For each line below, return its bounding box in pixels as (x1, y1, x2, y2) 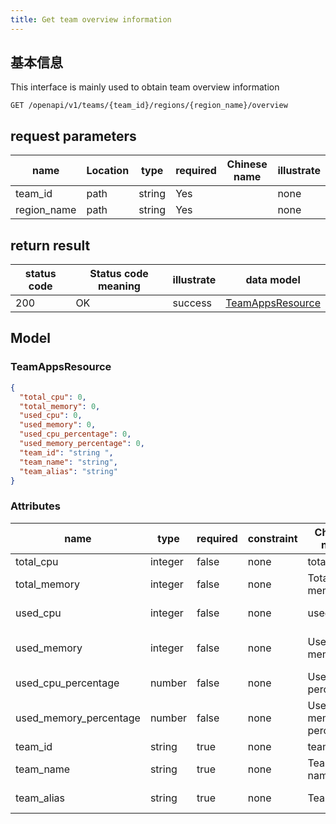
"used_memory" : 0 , (19, 420, 97, 430)
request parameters (10, 127, 137, 145)
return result (10, 237, 91, 254)
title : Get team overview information (10, 14, 172, 25)
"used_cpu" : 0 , (19, 411, 83, 421)
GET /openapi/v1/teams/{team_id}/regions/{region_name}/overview (10, 101, 288, 111)
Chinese (226, 157, 268, 171)
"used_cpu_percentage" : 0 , (19, 429, 132, 440)
